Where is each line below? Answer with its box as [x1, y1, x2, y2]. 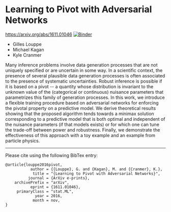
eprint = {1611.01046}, [30, 184, 81, 190]
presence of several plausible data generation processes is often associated [5, 72, 165, 78]
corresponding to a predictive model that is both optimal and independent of [5, 116, 165, 122]
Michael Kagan [12, 46, 44, 52]
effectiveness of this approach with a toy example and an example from [5, 132, 156, 138]
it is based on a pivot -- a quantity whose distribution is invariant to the [5, 83, 154, 90]
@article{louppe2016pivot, [5, 162, 63, 167]
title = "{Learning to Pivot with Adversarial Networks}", [32, 171, 160, 176]
